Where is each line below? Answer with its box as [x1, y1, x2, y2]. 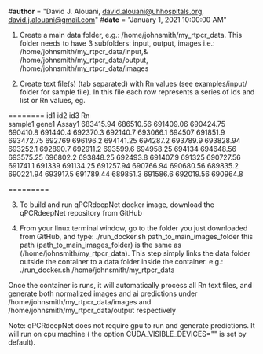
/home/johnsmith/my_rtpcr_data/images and [8, 297, 152, 306]
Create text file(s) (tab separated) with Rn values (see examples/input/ [19, 79, 247, 88]
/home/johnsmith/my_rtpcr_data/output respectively [8, 306, 177, 315]
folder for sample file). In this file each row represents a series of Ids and [19, 87, 255, 97]
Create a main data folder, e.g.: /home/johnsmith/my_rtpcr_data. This [19, 31, 243, 39]
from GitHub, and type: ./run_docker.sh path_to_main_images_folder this [19, 232, 254, 241]
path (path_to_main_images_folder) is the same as [19, 240, 182, 249]
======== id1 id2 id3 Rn [8, 111, 90, 120]
